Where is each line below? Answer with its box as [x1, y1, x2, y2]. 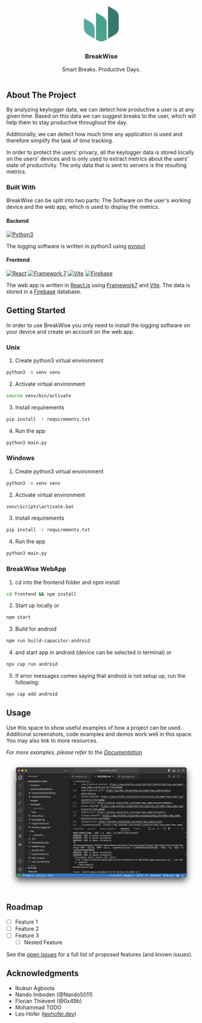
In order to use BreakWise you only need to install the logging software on [6, 322, 191, 329]
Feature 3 [14, 932, 39, 939]
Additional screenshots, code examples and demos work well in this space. [6, 730, 193, 738]
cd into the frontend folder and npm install [14, 578, 120, 586]
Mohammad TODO [14, 1004, 62, 1011]
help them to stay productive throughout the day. [6, 119, 128, 126]
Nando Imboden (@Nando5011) [14, 991, 93, 998]
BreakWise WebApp [6, 564, 66, 573]
